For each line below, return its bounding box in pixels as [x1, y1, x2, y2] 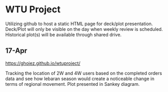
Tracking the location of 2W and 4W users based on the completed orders [5, 70, 162, 76]
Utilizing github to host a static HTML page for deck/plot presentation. [5, 21, 153, 27]
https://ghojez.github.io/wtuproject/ [5, 60, 80, 66]
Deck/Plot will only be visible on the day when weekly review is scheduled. [5, 26, 163, 32]
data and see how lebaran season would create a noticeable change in [5, 76, 155, 82]
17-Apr [5, 46, 27, 55]
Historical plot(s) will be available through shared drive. [5, 31, 122, 38]
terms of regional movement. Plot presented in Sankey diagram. [5, 81, 140, 87]
